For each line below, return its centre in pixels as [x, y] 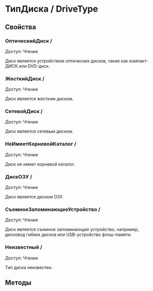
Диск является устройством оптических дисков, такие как [67, 61]
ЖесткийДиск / [25, 78]
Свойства [21, 27]
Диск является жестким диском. [39, 99]
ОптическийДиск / [29, 41]
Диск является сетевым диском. [39, 131]
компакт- [139, 61]
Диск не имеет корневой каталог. [40, 164]
